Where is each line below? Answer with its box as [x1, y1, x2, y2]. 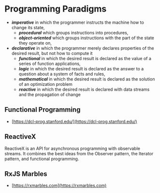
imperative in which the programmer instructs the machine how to [11, 19, 145, 25]
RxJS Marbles [4, 170, 47, 178]
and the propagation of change [18, 91, 81, 97]
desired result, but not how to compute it [11, 50, 93, 56]
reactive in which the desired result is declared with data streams [18, 86, 150, 92]
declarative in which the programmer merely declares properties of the [11, 45, 154, 51]
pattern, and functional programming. [4, 156, 79, 161]
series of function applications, [18, 61, 81, 66]
